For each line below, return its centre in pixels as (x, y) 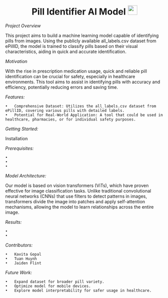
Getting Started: (22, 129)
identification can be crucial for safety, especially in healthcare (70, 76)
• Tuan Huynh (21, 259)
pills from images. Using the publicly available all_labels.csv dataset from (81, 41)
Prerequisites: (20, 148)
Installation (17, 138)
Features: (15, 97)
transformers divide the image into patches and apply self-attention (75, 201)
